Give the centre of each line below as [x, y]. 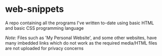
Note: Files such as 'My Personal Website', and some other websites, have [81, 38]
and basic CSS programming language [45, 28]
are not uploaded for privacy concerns [44, 48]
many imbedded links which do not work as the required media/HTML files [81, 43]
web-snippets [35, 9]
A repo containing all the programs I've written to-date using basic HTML [80, 23]
